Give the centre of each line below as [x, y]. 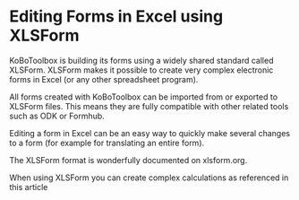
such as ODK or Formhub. [57, 116]
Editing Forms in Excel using [116, 17]
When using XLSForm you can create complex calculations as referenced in [149, 178]
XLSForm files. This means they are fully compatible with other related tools [149, 106]
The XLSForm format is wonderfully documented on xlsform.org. [128, 160]
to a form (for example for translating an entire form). [107, 143]
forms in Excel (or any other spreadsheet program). [104, 79]
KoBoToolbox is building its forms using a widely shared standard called [141, 60]
